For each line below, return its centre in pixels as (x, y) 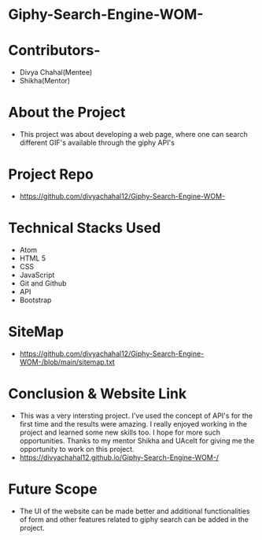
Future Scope (53, 489)
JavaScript (37, 275)
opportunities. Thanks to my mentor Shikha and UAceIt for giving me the (137, 440)
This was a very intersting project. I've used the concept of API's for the (136, 416)
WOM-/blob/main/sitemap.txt (67, 362)
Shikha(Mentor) (45, 81)
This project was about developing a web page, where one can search (133, 135)
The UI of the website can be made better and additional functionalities (135, 511)
